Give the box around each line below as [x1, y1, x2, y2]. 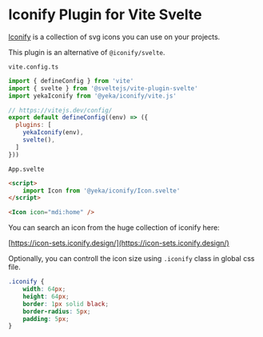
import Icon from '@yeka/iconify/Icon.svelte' [22, 186, 181, 195]
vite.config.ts [8, 62, 59, 71]
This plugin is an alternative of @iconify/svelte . [8, 47, 165, 57]
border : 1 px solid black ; [22, 299, 110, 308]
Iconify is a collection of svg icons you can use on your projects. [8, 32, 221, 42]
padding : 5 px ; [22, 315, 70, 323]
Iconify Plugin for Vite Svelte [8, 6, 202, 24]
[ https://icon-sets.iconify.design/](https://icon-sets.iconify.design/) [8, 238, 229, 248]
